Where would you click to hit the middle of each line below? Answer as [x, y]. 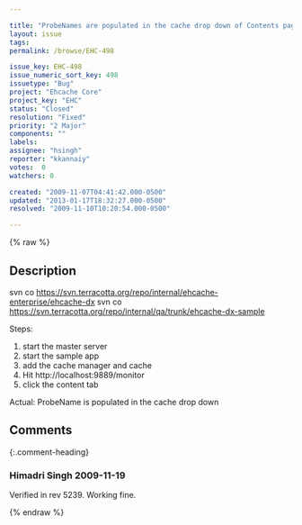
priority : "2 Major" [48, 126]
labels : [24, 142]
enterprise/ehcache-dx [53, 302]
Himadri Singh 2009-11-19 [67, 475]
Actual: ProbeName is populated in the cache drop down [114, 402]
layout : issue [36, 34]
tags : [19, 42]
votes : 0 [28, 167]
